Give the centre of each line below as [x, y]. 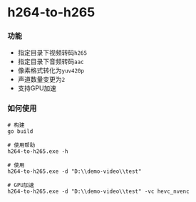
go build [20, 131]
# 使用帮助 [21, 145]
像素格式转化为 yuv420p [51, 70]
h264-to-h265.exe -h [38, 151]
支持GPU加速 [37, 88]
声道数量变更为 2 [41, 80]
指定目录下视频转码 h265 [52, 53]
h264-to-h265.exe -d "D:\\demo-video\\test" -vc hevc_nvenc [99, 191]
